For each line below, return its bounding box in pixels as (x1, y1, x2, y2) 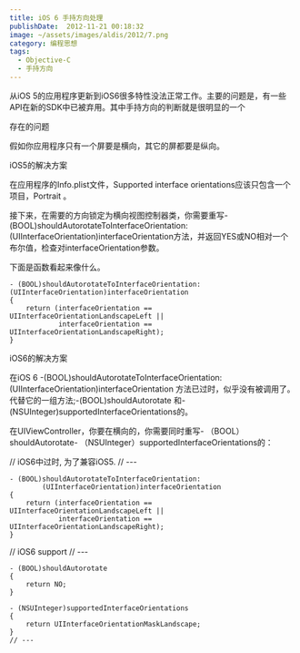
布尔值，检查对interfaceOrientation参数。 (9, 242, 165, 253)
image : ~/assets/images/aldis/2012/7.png (9, 30, 169, 39)
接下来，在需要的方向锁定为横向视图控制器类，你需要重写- (9, 209, 229, 220)
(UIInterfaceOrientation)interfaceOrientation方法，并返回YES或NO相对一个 (9, 230, 289, 241)
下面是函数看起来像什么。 (9, 261, 105, 272)
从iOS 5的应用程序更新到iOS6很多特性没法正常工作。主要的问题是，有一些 (9, 90, 287, 101)
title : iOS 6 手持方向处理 (9, 13, 104, 23)
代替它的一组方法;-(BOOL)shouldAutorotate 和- (9, 394, 186, 405)
